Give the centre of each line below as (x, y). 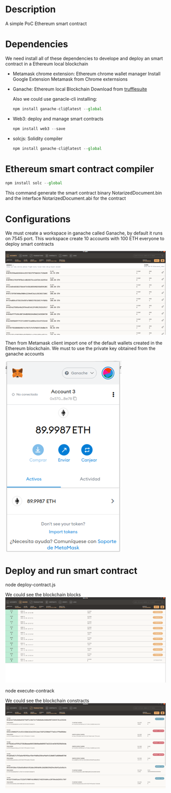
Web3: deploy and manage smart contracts (58, 119)
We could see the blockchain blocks (43, 595)
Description (31, 9)
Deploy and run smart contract (71, 570)
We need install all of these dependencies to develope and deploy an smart (84, 58)
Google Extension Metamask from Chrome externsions (70, 79)
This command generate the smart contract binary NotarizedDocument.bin (84, 193)
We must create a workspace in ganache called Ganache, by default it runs (84, 233)
